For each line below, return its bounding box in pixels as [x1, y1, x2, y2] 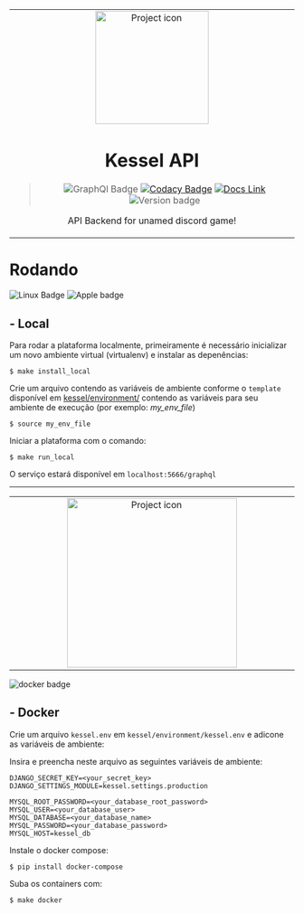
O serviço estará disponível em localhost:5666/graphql [9, 468, 217, 479]
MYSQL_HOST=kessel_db [9, 829, 91, 838]
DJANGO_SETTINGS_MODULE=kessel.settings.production [9, 781, 208, 790]
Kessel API [104, 148, 200, 172]
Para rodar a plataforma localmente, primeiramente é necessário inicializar [9, 339, 288, 351]
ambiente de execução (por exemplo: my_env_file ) [9, 401, 196, 412]
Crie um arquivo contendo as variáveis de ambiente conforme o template [9, 382, 281, 393]
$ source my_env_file [9, 419, 91, 428]
